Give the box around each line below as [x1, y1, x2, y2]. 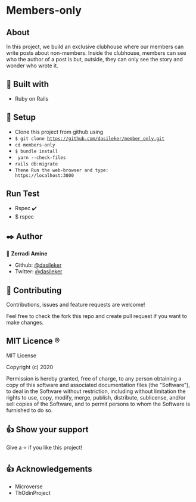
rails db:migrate [14, 161, 58, 167]
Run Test [6, 189, 40, 199]
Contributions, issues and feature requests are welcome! [6, 301, 145, 308]
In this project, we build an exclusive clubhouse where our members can [6, 43, 184, 50]
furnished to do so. [6, 406, 53, 414]
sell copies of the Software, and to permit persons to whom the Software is [6, 400, 191, 407]
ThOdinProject [14, 489, 51, 496]
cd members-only [14, 142, 55, 148]
